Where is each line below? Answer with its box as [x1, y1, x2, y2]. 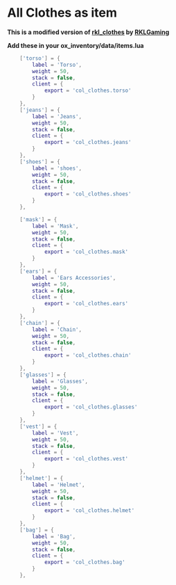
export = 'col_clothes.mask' [44, 248, 129, 255]
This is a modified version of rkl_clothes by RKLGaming [7, 28, 170, 36]
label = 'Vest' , [32, 429, 79, 436]
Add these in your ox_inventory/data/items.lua [7, 41, 144, 49]
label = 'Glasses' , [32, 378, 89, 385]
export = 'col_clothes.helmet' [44, 507, 135, 514]
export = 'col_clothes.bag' [44, 559, 126, 566]
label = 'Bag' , [32, 533, 76, 540]
